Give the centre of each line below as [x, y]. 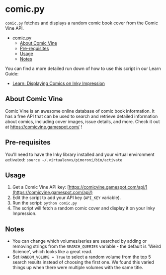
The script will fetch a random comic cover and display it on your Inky [84, 208]
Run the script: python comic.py [44, 203]
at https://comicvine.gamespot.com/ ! [43, 127]
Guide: [12, 73]
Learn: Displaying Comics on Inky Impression [59, 83]
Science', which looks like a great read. [52, 252]
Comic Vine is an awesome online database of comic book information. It [80, 111]
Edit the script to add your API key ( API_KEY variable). [67, 198]
